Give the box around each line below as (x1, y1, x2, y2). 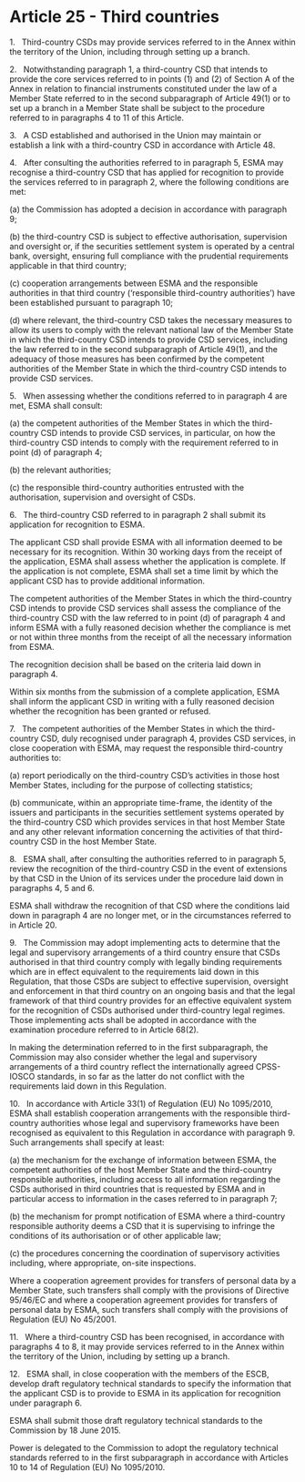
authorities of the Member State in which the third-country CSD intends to (9, 362, 287, 374)
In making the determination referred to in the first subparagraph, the (9, 1041, 269, 1052)
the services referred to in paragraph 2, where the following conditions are (9, 176, 290, 188)
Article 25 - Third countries (9, 6, 220, 27)
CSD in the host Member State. (40, 836, 158, 847)
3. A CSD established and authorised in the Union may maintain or (9, 129, 262, 140)
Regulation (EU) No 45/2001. (9, 1314, 117, 1325)
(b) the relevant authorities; (9, 464, 112, 475)
